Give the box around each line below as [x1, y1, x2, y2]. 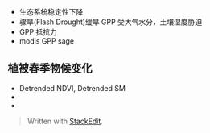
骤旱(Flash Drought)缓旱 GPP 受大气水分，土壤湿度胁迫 [19, 17, 203, 27]
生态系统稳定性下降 [19, 7, 84, 16]
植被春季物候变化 [7, 61, 93, 75]
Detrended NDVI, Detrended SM [19, 83, 126, 93]
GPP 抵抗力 [19, 27, 58, 36]
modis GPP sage [19, 36, 75, 46]
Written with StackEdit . [27, 116, 104, 126]
